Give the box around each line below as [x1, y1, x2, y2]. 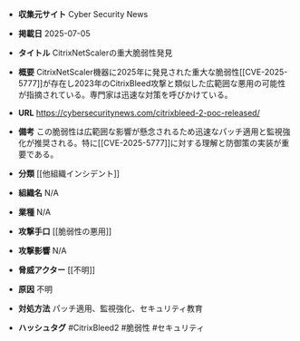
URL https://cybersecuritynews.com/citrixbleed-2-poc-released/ [17, 108, 260, 118]
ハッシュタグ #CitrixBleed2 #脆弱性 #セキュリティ [17, 322, 205, 333]
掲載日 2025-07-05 [17, 28, 91, 39]
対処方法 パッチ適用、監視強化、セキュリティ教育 [17, 303, 203, 314]
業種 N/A [17, 207, 52, 217]
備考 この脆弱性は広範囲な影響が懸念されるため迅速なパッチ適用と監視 [17, 126, 283, 137]
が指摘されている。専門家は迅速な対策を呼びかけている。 [17, 90, 233, 100]
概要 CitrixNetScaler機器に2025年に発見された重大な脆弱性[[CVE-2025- [17, 67, 288, 77]
